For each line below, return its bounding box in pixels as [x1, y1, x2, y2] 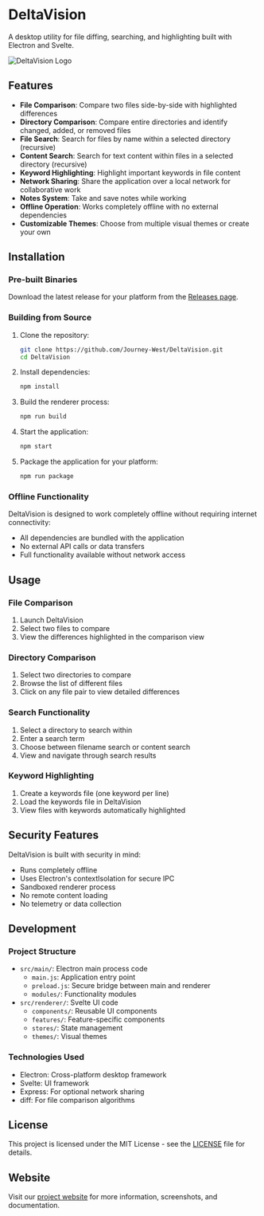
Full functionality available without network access [19, 550, 185, 559]
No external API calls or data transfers [19, 542, 145, 551]
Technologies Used [8, 1052, 85, 1063]
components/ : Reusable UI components [31, 1006, 157, 1016]
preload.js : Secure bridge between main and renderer [31, 981, 211, 990]
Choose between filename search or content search [19, 742, 191, 751]
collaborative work [19, 185, 81, 194]
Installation [8, 250, 65, 264]
